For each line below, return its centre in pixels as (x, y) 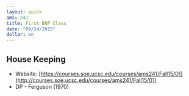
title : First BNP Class (37, 23)
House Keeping (36, 59)
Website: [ (28, 74)
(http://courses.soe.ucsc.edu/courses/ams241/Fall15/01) (86, 80)
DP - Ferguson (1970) (42, 86)
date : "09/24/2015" (31, 29)
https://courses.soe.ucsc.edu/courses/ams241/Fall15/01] (112, 74)
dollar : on (20, 35)
